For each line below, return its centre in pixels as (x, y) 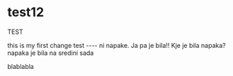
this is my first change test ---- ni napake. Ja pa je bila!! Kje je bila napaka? (116, 45)
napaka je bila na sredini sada (51, 53)
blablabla (21, 66)
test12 (26, 12)
